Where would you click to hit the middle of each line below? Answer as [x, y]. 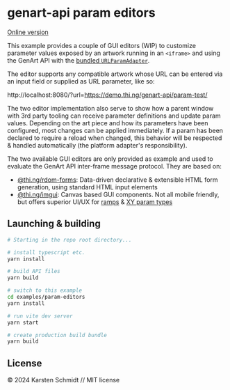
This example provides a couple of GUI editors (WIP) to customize [102, 45]
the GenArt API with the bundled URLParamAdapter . [79, 60]
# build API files [34, 272]
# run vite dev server [40, 316]
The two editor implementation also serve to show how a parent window [110, 108]
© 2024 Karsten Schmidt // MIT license [64, 380]
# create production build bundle [57, 335]
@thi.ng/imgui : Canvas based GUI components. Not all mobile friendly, [118, 194]
